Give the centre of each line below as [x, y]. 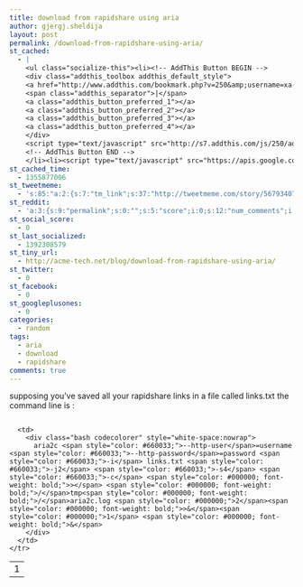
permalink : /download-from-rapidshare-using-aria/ [106, 43]
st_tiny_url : [34, 253]
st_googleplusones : [46, 303]
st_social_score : [42, 219]
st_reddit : [30, 203]
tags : [19, 337]
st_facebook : [34, 286]
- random [34, 329]
